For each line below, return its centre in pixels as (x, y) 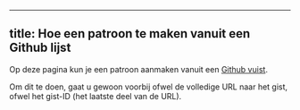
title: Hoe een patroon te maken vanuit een (130, 34)
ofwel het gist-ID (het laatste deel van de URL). (96, 96)
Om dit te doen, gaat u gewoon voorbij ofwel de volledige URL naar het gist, (149, 87)
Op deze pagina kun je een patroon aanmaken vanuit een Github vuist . (138, 69)
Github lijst (40, 48)
